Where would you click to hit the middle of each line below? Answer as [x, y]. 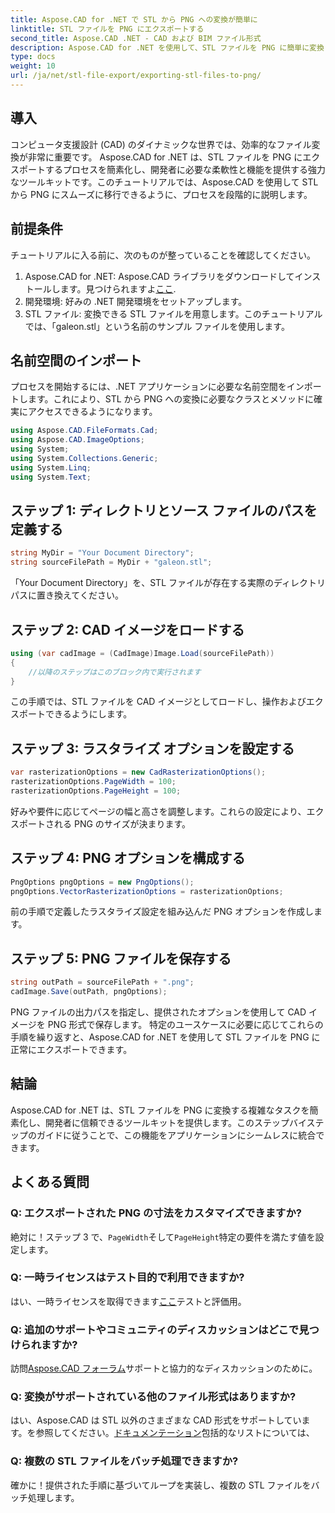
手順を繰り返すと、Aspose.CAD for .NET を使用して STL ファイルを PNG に [165, 1037]
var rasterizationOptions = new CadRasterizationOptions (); [138, 772]
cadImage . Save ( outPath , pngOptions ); [89, 992]
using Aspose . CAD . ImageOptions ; [77, 440]
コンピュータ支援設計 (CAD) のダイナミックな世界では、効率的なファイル [161, 144]
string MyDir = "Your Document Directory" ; [102, 553]
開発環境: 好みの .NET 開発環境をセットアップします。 [136, 301]
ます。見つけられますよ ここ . [118, 288]
